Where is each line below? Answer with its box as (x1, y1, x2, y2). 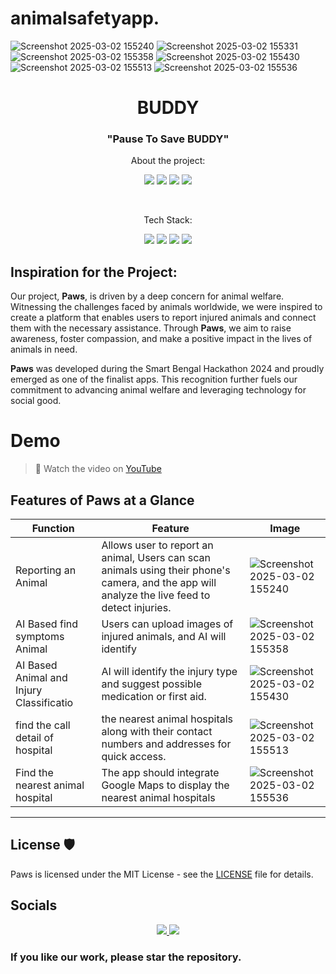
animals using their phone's (101, 563, 231, 577)
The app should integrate (101, 765, 220, 779)
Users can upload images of (101, 617, 234, 631)
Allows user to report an (101, 538, 214, 552)
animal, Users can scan (101, 550, 211, 564)
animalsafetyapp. (10, 7, 160, 30)
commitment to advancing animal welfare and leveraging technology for (10, 384, 307, 396)
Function (31, 521, 75, 535)
